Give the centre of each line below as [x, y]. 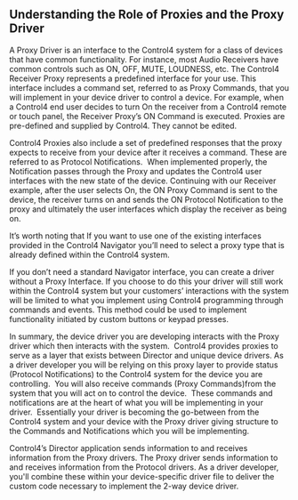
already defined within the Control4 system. [90, 254]
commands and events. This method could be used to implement [128, 310]
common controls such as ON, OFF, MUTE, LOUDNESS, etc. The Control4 [145, 69]
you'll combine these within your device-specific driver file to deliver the [142, 476]
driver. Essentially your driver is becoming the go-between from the [134, 412]
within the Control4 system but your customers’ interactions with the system [149, 290]
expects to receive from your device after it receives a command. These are [148, 152]
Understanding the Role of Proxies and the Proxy [147, 15]
